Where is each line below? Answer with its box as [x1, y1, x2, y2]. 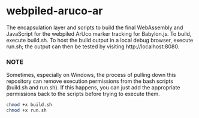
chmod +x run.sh [6, 107, 47, 114]
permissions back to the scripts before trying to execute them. [6, 91, 160, 98]
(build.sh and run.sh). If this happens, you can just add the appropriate [6, 84, 180, 91]
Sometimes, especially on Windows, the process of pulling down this [6, 72, 176, 79]
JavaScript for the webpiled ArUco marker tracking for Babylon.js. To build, [6, 30, 192, 37]
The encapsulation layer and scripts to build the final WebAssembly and [6, 24, 183, 31]
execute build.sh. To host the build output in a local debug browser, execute [6, 36, 194, 44]
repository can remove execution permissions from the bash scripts [6, 77, 174, 85]
